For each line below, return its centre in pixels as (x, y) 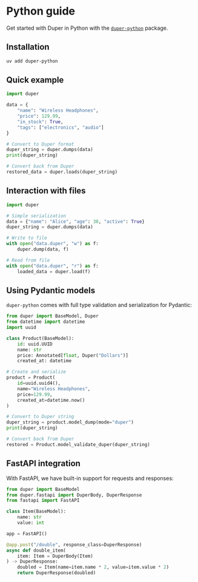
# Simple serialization (36, 216)
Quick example (35, 80)
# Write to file (27, 238)
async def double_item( (36, 550)
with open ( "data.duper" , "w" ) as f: (52, 244)
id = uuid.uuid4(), (39, 384)
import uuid (21, 328)
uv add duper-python (32, 61)
